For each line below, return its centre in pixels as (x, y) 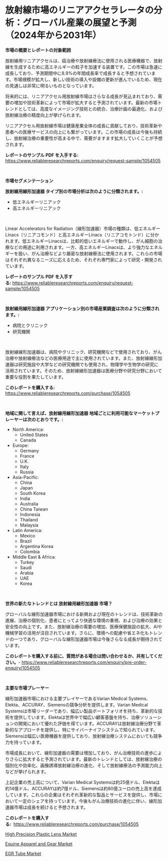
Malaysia (29, 525)
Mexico (27, 535)
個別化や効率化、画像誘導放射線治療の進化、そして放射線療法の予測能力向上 (84, 765)
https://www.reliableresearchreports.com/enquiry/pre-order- (84, 662)
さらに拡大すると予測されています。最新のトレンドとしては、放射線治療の (86, 759)
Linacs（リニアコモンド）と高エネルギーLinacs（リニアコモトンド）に (78, 234)
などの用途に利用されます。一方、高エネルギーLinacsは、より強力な (79, 247)
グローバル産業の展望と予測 (79, 23)
